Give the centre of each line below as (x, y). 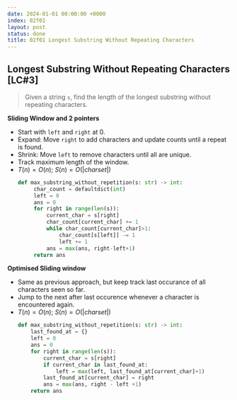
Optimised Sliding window (47, 268)
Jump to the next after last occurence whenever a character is (108, 297)
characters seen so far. (51, 290)
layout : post (27, 27)
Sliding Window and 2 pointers (53, 118)
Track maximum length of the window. (73, 162)
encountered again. (46, 304)
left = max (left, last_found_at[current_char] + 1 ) (130, 371)
